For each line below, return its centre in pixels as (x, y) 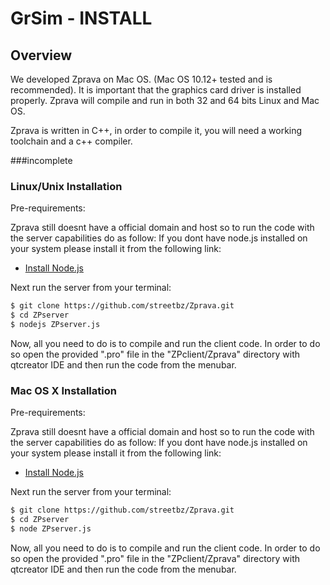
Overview (41, 55)
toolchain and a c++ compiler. (71, 141)
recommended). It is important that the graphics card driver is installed (156, 90)
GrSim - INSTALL (81, 18)
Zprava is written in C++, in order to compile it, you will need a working (156, 130)
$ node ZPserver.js (51, 528)
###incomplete (41, 160)
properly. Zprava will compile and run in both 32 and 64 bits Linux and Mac (165, 100)
